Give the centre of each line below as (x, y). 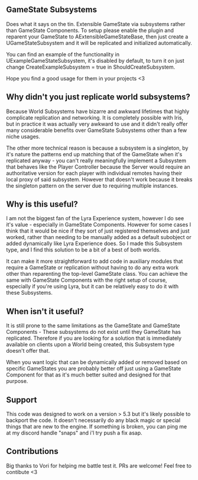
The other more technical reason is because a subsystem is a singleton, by (97, 148)
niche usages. (23, 136)
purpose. (17, 381)
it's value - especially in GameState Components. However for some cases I (98, 225)
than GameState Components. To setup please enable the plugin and (90, 30)
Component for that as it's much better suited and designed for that (88, 375)
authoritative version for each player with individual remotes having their (94, 173)
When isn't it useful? (45, 311)
